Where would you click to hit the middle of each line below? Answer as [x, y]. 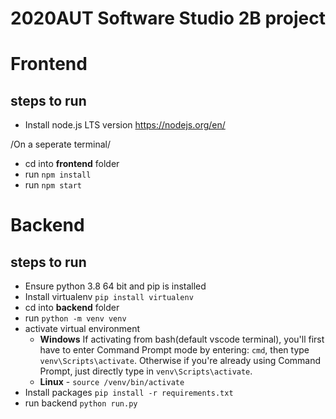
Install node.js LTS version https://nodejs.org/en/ [125, 125]
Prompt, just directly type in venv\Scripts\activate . [146, 371]
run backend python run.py [81, 403]
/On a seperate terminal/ [61, 144]
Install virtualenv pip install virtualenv [109, 297]
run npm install [58, 174]
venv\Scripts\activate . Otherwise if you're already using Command [180, 361]
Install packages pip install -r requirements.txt [129, 393]
